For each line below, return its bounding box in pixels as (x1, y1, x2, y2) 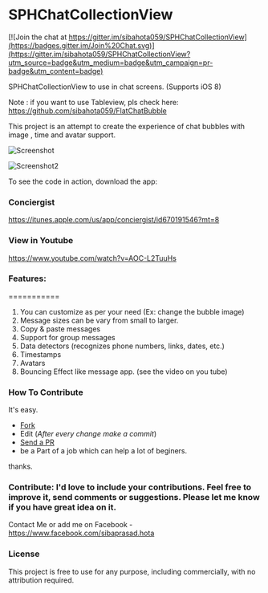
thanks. (8, 461, 34, 471)
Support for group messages (19, 332, 116, 342)
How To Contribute (8, 387, 83, 398)
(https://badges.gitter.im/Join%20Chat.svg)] (8, 40, 155, 50)
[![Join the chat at (8, 32, 67, 42)
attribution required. (8, 575, 75, 585)
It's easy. (8, 405, 39, 415)
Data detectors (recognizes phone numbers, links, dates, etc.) (19, 341, 225, 351)
